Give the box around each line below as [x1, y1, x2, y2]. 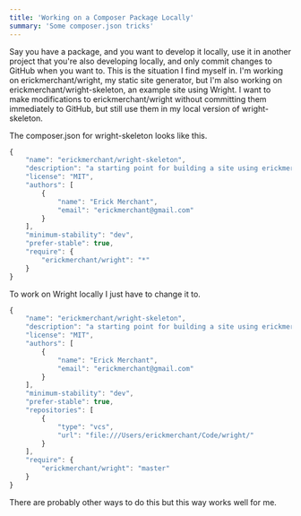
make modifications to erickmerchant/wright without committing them [9, 93, 267, 104]
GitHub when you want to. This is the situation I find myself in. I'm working [9, 64, 284, 76]
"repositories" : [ [25, 406, 94, 415]
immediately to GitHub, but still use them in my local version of [9, 103, 240, 114]
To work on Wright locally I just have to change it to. [9, 288, 202, 299]
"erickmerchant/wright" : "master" [41, 464, 170, 473]
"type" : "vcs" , [56, 422, 115, 431]
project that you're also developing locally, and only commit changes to [9, 56, 273, 66]
